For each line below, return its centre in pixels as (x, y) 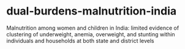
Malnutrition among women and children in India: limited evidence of (93, 28)
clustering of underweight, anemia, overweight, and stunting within (91, 34)
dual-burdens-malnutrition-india (92, 11)
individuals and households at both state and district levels (80, 41)
